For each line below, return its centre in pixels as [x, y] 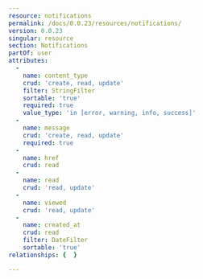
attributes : [28, 61]
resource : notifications [50, 16]
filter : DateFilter [56, 240]
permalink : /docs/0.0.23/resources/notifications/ [95, 23]
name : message [46, 128]
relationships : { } [43, 255]
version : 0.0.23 [35, 31]
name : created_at [52, 225]
